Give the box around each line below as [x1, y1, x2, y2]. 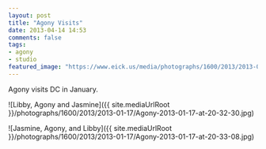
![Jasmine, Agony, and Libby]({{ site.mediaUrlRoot [8, 123, 173, 132]
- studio [8, 56, 37, 64]
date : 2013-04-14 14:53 [8, 26, 87, 34]
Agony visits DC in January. [8, 84, 99, 94]
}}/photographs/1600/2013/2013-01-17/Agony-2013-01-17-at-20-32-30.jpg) [8, 108, 255, 117]
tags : [8, 41, 26, 49]
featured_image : [8, 63, 62, 71]
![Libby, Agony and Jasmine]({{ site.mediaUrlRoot [8, 99, 170, 109]
